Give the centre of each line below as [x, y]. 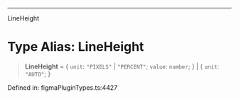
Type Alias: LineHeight [76, 47]
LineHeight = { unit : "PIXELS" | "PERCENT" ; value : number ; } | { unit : [122, 66]
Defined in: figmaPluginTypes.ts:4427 [63, 87]
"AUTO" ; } [38, 74]
